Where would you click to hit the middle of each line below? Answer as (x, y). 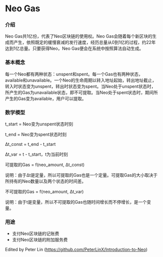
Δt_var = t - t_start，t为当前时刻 (37, 154)
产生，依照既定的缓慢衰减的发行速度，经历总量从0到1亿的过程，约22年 (85, 43)
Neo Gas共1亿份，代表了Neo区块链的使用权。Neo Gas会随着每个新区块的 (79, 36)
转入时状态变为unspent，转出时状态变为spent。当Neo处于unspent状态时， (81, 86)
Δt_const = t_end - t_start (31, 144)
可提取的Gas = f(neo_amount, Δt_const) (45, 165)
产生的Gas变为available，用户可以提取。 (46, 98)
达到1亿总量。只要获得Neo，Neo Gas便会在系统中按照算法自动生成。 (74, 48)
